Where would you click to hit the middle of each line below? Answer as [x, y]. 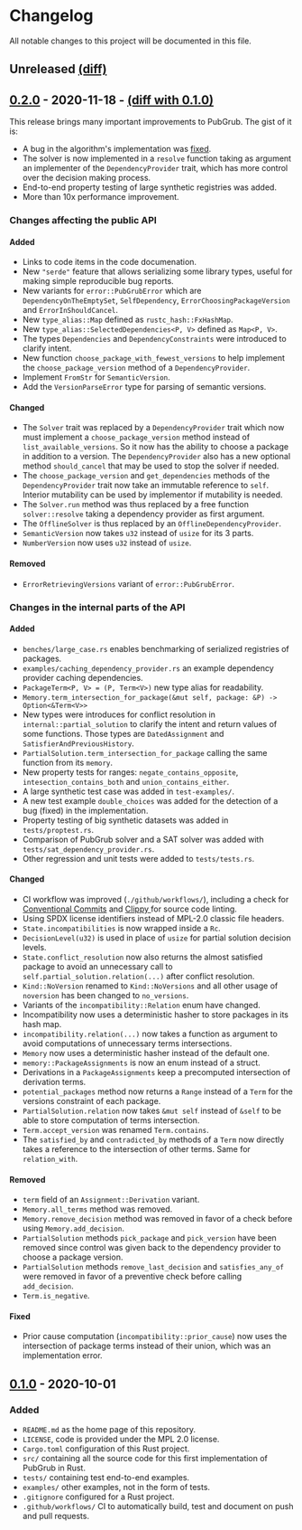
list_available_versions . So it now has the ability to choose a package [156, 447]
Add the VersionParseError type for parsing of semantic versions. [144, 387]
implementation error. [62, 1355]
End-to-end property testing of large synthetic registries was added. [150, 187]
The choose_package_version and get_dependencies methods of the [146, 476]
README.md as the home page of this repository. [109, 1430]
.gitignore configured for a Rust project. [98, 1497]
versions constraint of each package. [92, 1101]
